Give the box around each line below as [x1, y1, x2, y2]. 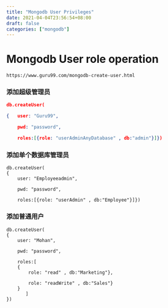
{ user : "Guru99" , [6, 113, 59, 119]
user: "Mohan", [17, 237, 56, 243]
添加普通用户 [6, 212, 45, 221]
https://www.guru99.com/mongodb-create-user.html [6, 73, 136, 79]
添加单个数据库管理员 [6, 150, 69, 159]
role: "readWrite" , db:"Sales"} [28, 280, 114, 286]
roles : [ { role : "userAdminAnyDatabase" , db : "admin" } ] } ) [17, 135, 163, 141]
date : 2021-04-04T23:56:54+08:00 [6, 15, 92, 21]
